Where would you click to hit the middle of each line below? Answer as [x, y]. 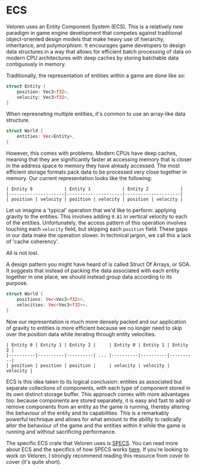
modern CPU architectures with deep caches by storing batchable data [93, 58]
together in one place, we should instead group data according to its [89, 277]
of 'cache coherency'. [32, 241]
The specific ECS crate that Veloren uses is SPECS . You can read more [92, 443]
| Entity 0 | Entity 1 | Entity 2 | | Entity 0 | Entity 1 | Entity [97, 345]
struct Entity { [26, 86]
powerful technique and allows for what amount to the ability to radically [94, 419]
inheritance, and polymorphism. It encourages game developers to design [96, 45]
